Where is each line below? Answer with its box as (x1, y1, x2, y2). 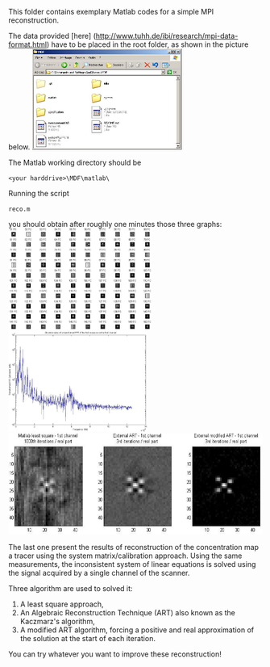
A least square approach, (19, 599, 104, 609)
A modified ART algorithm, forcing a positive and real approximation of (19, 625, 255, 635)
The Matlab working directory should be (8, 157, 142, 167)
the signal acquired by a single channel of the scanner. (8, 568, 190, 577)
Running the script (8, 189, 70, 198)
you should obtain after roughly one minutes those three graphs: (8, 220, 222, 229)
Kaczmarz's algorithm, (19, 617, 95, 626)
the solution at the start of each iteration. (19, 634, 156, 643)
